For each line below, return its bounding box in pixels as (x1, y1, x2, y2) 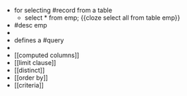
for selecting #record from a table (13, 6, 113, 14)
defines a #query (13, 36, 64, 44)
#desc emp (13, 21, 47, 29)
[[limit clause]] (13, 59, 56, 66)
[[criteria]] (13, 81, 44, 89)
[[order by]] (13, 73, 48, 82)
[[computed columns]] (13, 51, 80, 59)
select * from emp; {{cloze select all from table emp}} (24, 13, 181, 22)
